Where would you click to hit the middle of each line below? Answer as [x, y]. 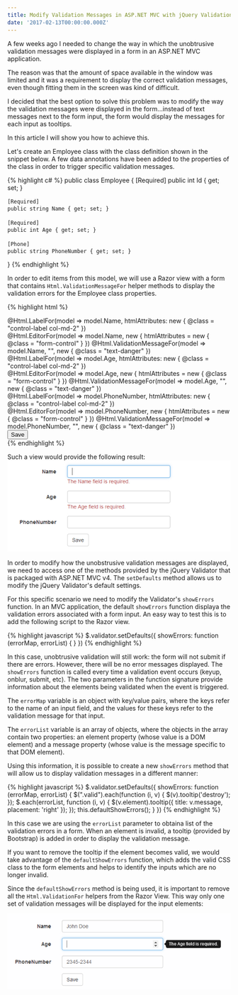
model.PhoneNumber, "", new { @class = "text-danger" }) [91, 426]
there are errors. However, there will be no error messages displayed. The [115, 665]
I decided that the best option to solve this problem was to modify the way [116, 101]
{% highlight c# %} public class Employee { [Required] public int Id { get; [113, 180]
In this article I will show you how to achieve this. [79, 138]
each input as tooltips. [40, 123]
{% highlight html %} [38, 307]
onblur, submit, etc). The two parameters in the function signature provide [115, 679]
